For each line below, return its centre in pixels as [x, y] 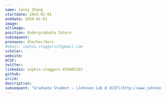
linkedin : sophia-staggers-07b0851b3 [44, 70]
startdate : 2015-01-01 [28, 14]
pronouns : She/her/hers [30, 42]
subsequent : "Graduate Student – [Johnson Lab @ [56, 88]
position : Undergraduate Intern [38, 33]
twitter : [14, 65]
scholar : [14, 51]
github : [13, 74]
